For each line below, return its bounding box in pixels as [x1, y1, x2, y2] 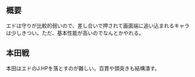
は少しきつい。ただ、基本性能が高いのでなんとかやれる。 [6, 29, 144, 36]
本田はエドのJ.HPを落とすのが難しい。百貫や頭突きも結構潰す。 [6, 65, 161, 72]
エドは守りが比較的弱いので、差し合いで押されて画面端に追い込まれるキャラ [6, 22, 190, 29]
